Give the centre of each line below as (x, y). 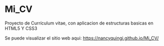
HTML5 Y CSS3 (21, 28)
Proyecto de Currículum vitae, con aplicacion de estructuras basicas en (79, 23)
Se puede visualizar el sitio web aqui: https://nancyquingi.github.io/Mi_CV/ (82, 38)
